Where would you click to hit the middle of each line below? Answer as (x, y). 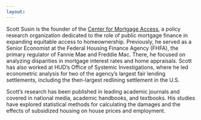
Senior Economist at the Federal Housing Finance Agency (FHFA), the (92, 48)
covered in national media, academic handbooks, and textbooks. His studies (101, 98)
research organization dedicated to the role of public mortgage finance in (97, 35)
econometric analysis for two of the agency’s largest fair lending (86, 73)
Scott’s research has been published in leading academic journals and (93, 91)
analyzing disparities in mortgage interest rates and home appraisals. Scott (99, 61)
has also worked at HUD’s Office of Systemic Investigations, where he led (97, 67)
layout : (16, 12)
